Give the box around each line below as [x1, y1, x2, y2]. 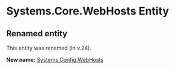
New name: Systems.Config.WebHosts [6, 56, 104, 63]
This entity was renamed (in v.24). [6, 44, 92, 51]
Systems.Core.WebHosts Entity [6, 4, 170, 18]
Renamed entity [6, 28, 68, 39]
